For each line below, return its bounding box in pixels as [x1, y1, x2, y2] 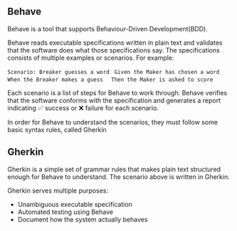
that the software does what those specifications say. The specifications [7, 45, 221, 54]
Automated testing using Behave [17, 208, 114, 216]
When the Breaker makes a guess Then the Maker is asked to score [7, 76, 214, 83]
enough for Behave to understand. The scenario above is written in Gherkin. [7, 172, 230, 181]
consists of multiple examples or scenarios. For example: [7, 53, 174, 62]
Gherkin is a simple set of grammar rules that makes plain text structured [7, 165, 221, 173]
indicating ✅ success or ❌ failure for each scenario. [7, 103, 159, 112]
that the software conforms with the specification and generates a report [7, 96, 221, 104]
